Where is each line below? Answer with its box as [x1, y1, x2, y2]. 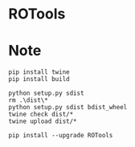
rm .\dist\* [8, 96, 48, 104]
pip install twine [8, 68, 70, 76]
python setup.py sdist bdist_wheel [8, 104, 128, 112]
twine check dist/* [8, 110, 74, 119]
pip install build [8, 76, 70, 84]
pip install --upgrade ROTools [8, 132, 113, 140]
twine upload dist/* [8, 117, 78, 125]
